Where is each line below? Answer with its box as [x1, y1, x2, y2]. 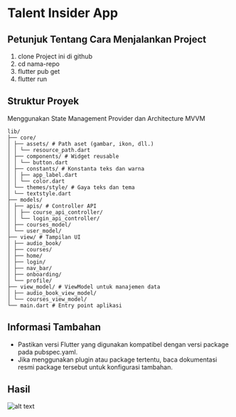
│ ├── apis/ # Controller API [7, 202, 97, 210]
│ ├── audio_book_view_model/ [7, 289, 97, 296]
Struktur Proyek [7, 95, 80, 107]
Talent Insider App [7, 5, 119, 21]
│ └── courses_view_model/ [7, 296, 87, 303]
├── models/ [7, 196, 43, 203]
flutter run [17, 75, 48, 83]
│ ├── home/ [7, 252, 43, 259]
